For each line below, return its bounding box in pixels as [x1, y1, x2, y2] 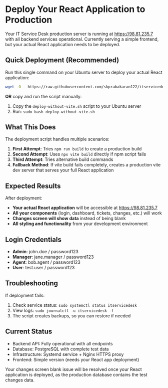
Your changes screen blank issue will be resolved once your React [5, 366, 142, 372]
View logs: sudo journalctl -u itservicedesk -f [12, 307, 114, 313]
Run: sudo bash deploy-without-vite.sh [12, 108, 95, 114]
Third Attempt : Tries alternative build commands [12, 156, 113, 162]
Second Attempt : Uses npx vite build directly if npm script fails [12, 151, 146, 157]
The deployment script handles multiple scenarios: [5, 136, 109, 142]
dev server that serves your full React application [12, 167, 114, 173]
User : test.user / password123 [12, 265, 75, 271]
